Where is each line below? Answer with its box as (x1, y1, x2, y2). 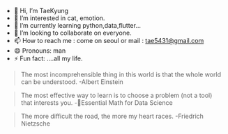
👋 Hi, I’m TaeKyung (13, 7, 68, 15)
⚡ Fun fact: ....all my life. (13, 54, 83, 62)
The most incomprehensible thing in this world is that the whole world (20, 70, 222, 78)
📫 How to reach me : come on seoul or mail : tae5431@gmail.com (13, 37, 204, 44)
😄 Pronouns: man (13, 47, 66, 55)
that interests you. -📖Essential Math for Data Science (20, 99, 173, 107)
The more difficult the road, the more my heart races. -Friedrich (20, 112, 204, 120)
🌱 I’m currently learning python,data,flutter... (13, 22, 142, 29)
